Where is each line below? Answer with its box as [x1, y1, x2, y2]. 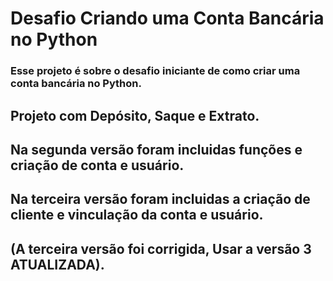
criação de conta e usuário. [10, 157, 185, 174]
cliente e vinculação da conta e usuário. [10, 207, 264, 224]
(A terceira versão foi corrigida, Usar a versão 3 [10, 240, 312, 257]
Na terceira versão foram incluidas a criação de [10, 191, 311, 208]
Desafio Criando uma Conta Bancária [10, 7, 325, 30]
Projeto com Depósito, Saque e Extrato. [10, 107, 260, 124]
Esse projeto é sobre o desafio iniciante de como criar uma [10, 64, 301, 78]
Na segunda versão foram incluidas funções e [10, 141, 303, 158]
